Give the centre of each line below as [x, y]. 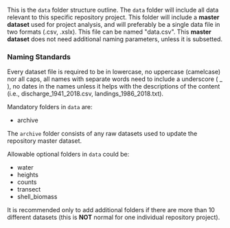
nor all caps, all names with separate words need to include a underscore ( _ [115, 79]
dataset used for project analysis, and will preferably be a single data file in [114, 24]
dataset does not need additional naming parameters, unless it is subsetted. [115, 39]
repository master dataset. [45, 141]
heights [28, 175]
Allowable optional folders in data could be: [68, 155]
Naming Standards [39, 56]
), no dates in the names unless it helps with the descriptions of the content [114, 87]
